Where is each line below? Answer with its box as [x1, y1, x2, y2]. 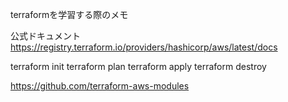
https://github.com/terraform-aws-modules [10, 80, 190, 92]
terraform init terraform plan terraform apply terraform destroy [10, 61, 267, 72]
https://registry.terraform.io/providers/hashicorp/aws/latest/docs [10, 41, 278, 53]
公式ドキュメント [10, 30, 81, 42]
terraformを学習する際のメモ [10, 9, 129, 20]
